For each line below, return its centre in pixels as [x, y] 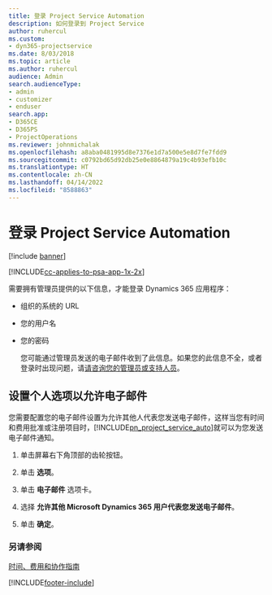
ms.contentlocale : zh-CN [50, 175]
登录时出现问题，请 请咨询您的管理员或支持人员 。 [102, 368]
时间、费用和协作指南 [44, 566]
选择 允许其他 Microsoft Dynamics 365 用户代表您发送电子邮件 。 [130, 506]
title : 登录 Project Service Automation [76, 16]
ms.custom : [27, 39]
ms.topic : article [39, 62]
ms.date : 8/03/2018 [41, 54]
